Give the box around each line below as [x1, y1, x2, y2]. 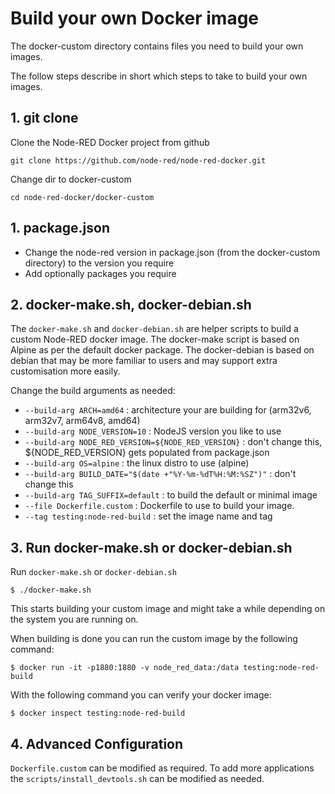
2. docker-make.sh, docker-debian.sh [10, 296, 252, 313]
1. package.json [10, 220, 110, 237]
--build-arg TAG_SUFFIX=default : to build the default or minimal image [24, 489, 318, 501]
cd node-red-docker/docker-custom [10, 192, 155, 202]
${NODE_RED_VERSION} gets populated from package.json [24, 447, 270, 459]
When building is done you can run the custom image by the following [10, 633, 298, 645]
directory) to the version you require [24, 257, 175, 269]
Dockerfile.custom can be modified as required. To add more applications [10, 762, 315, 774]
